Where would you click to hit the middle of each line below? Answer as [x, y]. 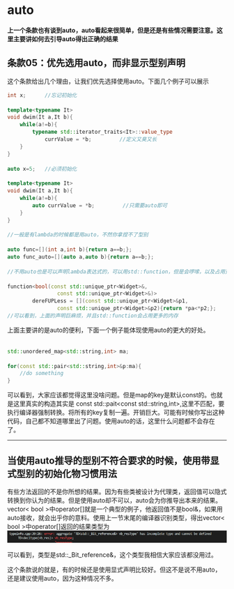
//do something [42, 374]
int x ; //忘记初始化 [42, 95]
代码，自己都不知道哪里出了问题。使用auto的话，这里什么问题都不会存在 [111, 421]
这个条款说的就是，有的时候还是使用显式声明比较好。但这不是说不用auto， [114, 569]
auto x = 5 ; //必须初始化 [42, 169]
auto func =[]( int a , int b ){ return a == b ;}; [70, 250]
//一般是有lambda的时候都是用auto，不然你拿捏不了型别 [78, 235]
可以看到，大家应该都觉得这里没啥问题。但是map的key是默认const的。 [109, 395]
